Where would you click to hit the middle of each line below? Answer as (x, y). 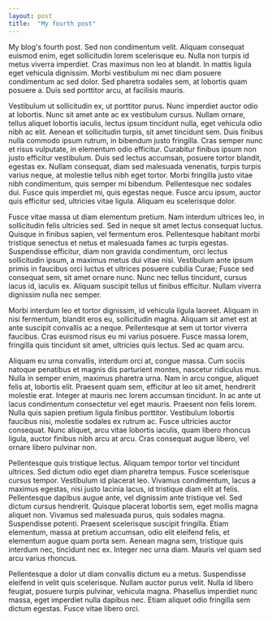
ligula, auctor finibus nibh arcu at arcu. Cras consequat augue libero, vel (129, 438)
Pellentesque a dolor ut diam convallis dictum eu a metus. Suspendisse (127, 574)
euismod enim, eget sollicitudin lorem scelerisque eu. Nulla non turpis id (129, 55)
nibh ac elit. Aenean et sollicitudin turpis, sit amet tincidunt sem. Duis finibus (136, 132)
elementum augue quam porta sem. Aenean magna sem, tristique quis (126, 540)
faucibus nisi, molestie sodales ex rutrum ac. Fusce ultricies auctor (120, 421)
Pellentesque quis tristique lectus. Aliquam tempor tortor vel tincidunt (124, 463)
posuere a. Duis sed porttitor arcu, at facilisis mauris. (97, 90)
